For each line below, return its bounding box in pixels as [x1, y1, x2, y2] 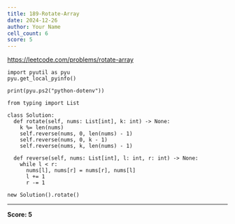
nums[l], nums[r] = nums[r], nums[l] [25, 167, 136, 174]
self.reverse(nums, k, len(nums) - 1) [20, 143, 133, 150]
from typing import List [7, 99, 80, 107]
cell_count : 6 [7, 29, 49, 37]
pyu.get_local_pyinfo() [7, 75, 77, 83]
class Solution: [7, 112, 55, 119]
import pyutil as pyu [7, 69, 71, 76]
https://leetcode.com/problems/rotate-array [7, 55, 134, 64]
